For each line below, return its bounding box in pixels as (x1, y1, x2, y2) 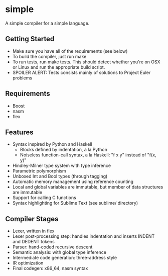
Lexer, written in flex (12, 228, 55, 234)
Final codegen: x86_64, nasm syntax (12, 265, 88, 271)
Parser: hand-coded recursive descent (12, 244, 93, 250)
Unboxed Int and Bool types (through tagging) (12, 173, 108, 179)
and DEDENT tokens (12, 239, 55, 245)
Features (5, 128, 34, 136)
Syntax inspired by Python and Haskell (12, 141, 92, 147)
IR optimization (12, 260, 44, 266)
